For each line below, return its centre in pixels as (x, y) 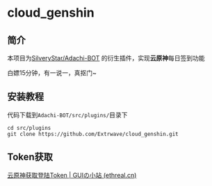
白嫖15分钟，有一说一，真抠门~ (52, 73)
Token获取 (30, 157)
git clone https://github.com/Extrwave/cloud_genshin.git (93, 134)
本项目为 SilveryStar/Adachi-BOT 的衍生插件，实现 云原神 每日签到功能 (106, 58)
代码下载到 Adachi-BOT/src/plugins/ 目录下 (67, 115)
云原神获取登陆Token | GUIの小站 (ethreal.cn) (72, 175)
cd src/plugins (29, 128)
